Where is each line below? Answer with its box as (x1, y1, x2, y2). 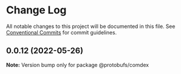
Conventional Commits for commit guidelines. (6, 29, 117, 36)
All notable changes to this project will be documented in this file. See (6, 23, 176, 30)
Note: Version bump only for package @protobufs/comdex (6, 61, 149, 68)
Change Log (6, 3, 67, 17)
